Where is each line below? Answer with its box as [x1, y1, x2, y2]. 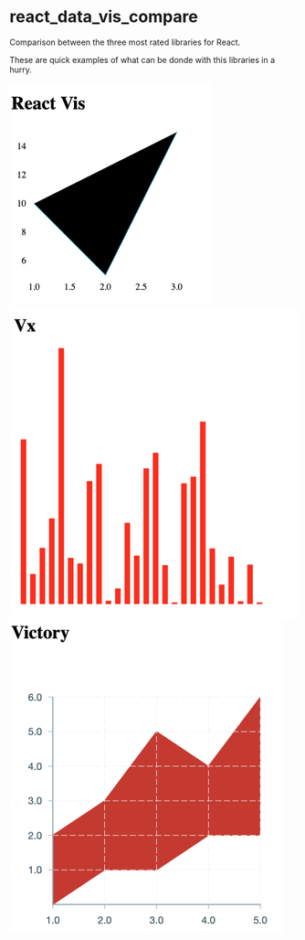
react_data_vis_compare [9, 6, 198, 27]
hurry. [9, 64, 32, 75]
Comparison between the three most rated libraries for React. [9, 37, 241, 48]
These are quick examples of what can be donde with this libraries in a [9, 54, 276, 65]
